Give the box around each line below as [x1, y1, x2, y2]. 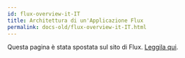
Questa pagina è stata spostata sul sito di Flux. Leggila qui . [7, 43, 179, 52]
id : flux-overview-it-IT [7, 10, 80, 18]
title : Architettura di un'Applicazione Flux [7, 17, 143, 24]
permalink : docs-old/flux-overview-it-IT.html [7, 23, 147, 30]
